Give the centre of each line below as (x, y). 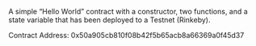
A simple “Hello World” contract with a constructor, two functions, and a (128, 11)
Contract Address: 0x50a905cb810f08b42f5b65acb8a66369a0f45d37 (126, 35)
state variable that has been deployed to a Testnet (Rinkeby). (109, 20)
